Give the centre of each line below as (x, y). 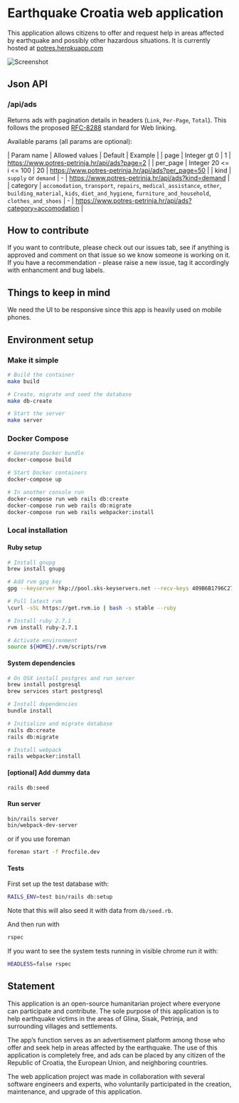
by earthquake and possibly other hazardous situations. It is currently (109, 40)
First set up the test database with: (58, 884)
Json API (28, 84)
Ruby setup (25, 547)
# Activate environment (43, 640)
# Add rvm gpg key (34, 582)
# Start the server (36, 414)
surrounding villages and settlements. (63, 1026)
